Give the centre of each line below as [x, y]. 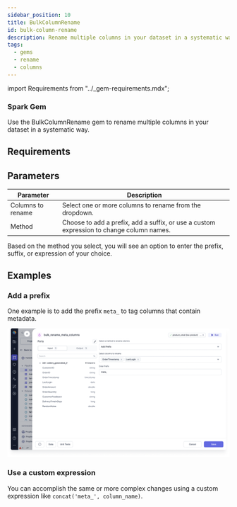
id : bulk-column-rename [42, 30]
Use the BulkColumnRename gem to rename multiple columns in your [108, 122]
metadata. [22, 319]
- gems [23, 52]
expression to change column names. [116, 230]
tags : [15, 45]
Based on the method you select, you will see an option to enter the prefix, [115, 246]
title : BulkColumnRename [44, 22]
